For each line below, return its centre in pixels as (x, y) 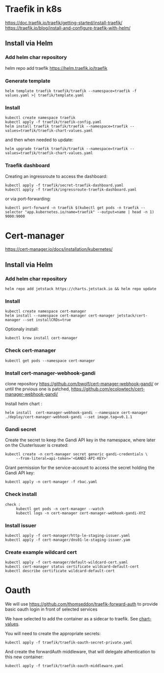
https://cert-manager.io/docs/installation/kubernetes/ (59, 249)
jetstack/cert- (132, 316)
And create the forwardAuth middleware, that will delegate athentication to (80, 652)
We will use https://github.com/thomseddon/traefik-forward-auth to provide (82, 604)
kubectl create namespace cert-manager (46, 311)
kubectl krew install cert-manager (41, 338)
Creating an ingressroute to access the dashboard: (56, 176)
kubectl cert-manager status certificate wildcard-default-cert (72, 567)
